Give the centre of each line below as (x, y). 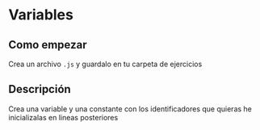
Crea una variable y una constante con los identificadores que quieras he (130, 109)
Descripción (40, 89)
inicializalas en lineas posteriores (63, 117)
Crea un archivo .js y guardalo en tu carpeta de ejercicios (105, 64)
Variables (41, 15)
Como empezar (48, 45)
